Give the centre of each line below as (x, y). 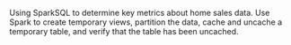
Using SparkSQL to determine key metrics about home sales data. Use (140, 13)
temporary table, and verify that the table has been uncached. (124, 31)
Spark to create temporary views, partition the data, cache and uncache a (146, 22)
